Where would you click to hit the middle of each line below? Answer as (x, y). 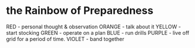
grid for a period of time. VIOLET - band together (65, 39)
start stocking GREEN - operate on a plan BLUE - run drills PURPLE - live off (98, 32)
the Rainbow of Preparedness (80, 11)
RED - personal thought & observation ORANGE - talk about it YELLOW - (93, 27)
